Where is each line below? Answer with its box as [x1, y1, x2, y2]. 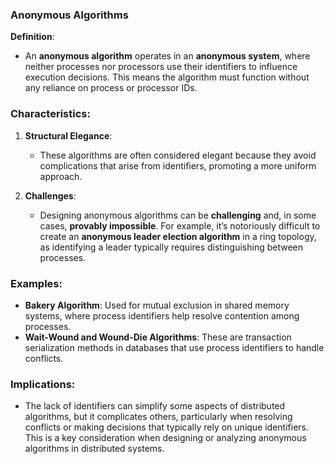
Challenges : [24, 189, 77, 202]
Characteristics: [10, 107, 91, 121]
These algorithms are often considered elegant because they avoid [39, 149, 317, 161]
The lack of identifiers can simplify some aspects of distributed [24, 400, 286, 412]
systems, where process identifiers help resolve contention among [24, 309, 300, 322]
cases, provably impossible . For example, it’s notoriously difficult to [39, 219, 321, 232]
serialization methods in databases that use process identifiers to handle [24, 341, 325, 353]
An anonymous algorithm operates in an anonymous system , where [24, 50, 311, 62]
